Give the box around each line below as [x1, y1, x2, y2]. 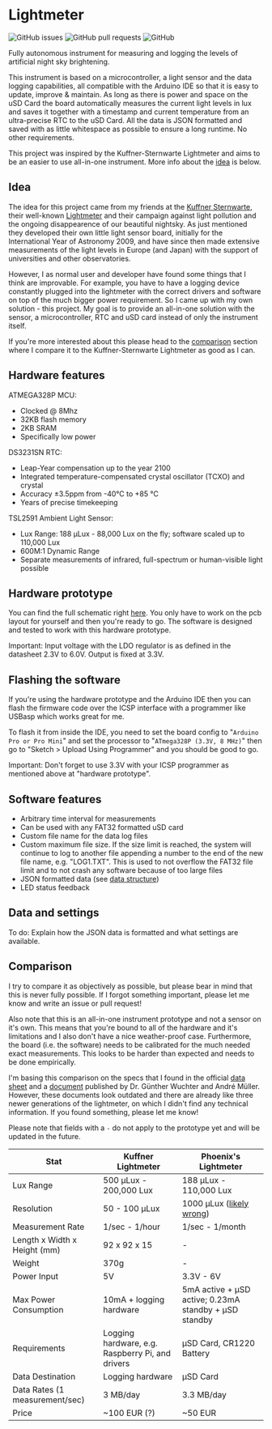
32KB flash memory [19, 415, 87, 424]
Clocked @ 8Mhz [19, 406, 79, 415]
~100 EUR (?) [103, 1407, 155, 1418]
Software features [8, 792, 102, 806]
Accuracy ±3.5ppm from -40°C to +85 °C [19, 488, 159, 499]
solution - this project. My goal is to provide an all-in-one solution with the [8, 304, 255, 313]
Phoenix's [201, 1150, 241, 1162]
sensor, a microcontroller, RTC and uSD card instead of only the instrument [8, 312, 259, 321]
